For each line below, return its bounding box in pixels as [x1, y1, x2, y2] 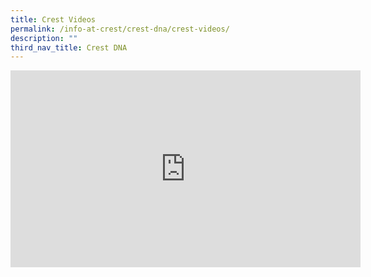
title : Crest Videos [10, 14, 97, 25]
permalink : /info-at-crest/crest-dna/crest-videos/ [10, 24, 230, 34]
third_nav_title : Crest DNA [10, 42, 128, 53]
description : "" [10, 33, 78, 43]
